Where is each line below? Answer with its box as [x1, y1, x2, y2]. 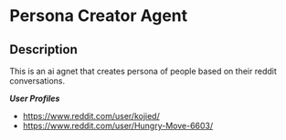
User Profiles [9, 93, 60, 104]
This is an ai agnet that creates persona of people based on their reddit [9, 65, 277, 76]
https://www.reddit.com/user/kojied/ [22, 111, 160, 121]
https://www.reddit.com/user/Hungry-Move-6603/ [22, 120, 214, 131]
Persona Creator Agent [9, 5, 188, 26]
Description [9, 42, 78, 57]
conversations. [9, 75, 66, 86]
